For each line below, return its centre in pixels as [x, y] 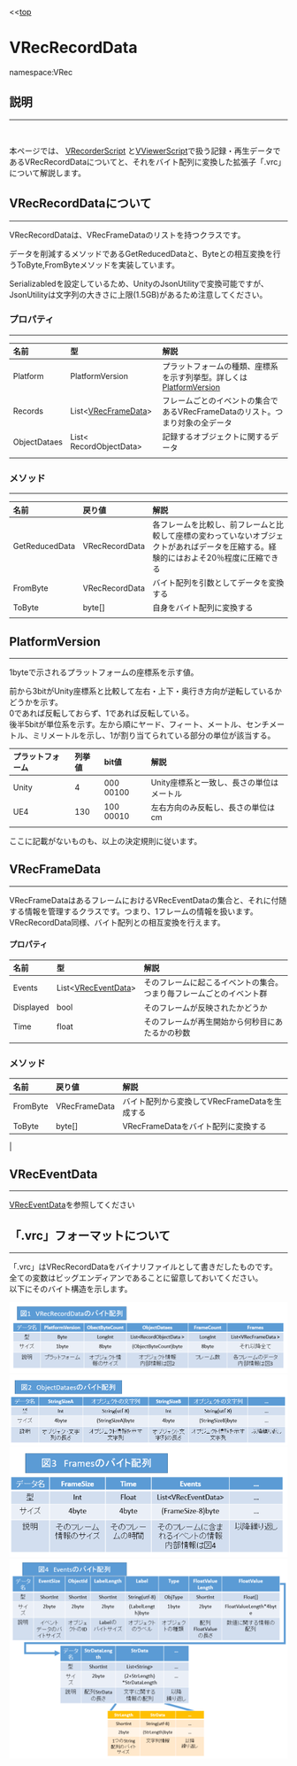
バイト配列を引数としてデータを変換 [218, 583]
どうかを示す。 [36, 701]
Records [28, 411]
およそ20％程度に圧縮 [223, 557]
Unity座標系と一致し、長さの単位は [215, 782]
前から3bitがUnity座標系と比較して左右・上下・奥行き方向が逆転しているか [146, 691]
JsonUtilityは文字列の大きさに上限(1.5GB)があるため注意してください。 [138, 294]
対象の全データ [205, 422]
